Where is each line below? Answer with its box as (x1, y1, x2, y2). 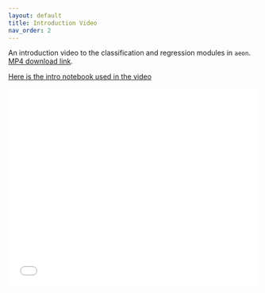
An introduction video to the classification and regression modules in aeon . (8, 48, 252, 58)
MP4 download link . (8, 56, 74, 66)
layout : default (8, 11, 62, 20)
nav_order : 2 (8, 26, 52, 34)
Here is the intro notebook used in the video (8, 72, 152, 82)
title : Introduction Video (8, 19, 98, 27)
